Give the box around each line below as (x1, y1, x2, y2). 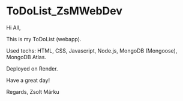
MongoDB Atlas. (6, 53, 47, 60)
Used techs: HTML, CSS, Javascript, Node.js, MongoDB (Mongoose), (6, 47, 178, 54)
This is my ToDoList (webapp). (6, 35, 82, 42)
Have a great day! (6, 76, 50, 84)
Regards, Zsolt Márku (6, 88, 60, 95)
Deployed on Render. (6, 65, 58, 72)
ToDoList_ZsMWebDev (6, 4, 123, 18)
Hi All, (6, 24, 21, 31)
